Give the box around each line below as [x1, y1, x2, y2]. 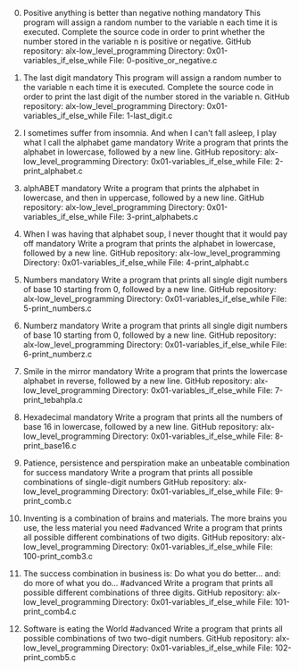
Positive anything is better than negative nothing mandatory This [22, 8, 262, 18]
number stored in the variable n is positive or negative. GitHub [22, 36, 252, 46]
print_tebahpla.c [22, 395, 83, 405]
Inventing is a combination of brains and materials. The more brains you [22, 513, 287, 524]
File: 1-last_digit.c [109, 111, 173, 121]
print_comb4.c [22, 607, 77, 616]
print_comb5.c [22, 652, 77, 662]
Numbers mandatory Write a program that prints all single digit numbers [22, 274, 288, 285]
